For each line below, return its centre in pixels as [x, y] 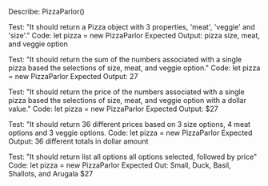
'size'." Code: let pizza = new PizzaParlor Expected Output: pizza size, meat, [134, 36]
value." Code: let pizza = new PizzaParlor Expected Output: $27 [113, 109]
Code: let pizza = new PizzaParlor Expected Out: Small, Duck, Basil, [120, 165]
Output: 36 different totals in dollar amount [78, 141]
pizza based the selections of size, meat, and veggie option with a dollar [127, 100]
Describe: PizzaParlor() [47, 12]
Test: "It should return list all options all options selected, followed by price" [133, 156]
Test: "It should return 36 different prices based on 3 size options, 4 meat [129, 124]
